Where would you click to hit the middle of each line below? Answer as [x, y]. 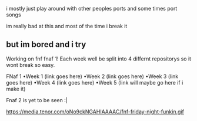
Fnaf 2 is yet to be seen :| [37, 100]
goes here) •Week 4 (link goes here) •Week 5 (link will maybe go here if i [95, 82]
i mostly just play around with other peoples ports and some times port [92, 9]
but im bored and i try [46, 44]
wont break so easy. [31, 65]
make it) [16, 89]
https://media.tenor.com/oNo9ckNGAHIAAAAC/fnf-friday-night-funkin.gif [95, 112]
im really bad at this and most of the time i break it [67, 26]
